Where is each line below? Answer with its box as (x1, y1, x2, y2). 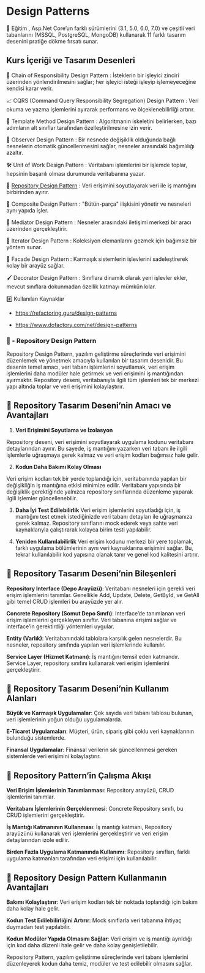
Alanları (6, 693, 37, 704)
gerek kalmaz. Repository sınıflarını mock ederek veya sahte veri (15, 519, 178, 527)
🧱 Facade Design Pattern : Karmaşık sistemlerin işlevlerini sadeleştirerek (6, 255, 188, 263)
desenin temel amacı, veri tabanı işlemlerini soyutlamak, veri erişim (6, 363, 175, 371)
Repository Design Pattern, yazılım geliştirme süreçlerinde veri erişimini (6, 350, 186, 358)
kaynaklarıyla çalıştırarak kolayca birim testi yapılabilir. (15, 525, 152, 533)
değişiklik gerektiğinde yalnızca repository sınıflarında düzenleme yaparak (6, 488, 193, 495)
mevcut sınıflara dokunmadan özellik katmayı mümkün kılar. (6, 283, 157, 290)
